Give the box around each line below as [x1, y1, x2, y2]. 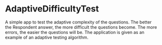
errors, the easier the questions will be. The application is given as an [5, 29, 145, 35]
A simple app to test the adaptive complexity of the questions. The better [5, 19, 152, 25]
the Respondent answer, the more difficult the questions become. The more [5, 24, 157, 30]
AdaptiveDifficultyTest [5, 3, 99, 14]
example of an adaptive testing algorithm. [5, 34, 89, 40]
